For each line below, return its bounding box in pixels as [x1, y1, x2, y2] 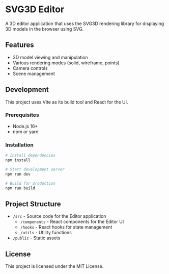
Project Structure [5, 200, 61, 208]
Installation [5, 141, 34, 148]
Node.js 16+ [12, 123, 38, 129]
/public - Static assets [12, 235, 61, 241]
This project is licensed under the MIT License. [5, 263, 104, 269]
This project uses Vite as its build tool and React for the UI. [5, 98, 128, 105]
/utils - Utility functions [20, 230, 72, 236]
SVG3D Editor [5, 4, 65, 15]
